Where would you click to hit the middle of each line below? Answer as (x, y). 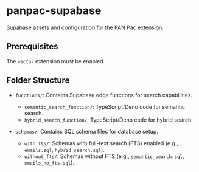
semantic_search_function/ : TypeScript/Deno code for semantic (105, 106)
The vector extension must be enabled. (56, 61)
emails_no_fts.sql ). (49, 162)
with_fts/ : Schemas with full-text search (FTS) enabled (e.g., (101, 143)
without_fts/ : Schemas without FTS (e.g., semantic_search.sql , (104, 156)
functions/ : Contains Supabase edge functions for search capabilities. (104, 95)
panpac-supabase (54, 11)
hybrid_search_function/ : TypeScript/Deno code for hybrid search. (109, 120)
